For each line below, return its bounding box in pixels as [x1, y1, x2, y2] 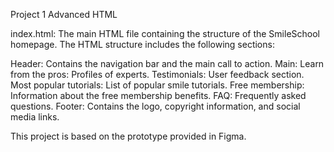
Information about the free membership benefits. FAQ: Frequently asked [10, 90, 307, 101]
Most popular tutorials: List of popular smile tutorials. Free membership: [10, 79, 305, 91]
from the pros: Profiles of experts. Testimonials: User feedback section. [10, 69, 305, 80]
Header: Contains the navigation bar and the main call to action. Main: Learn [10, 58, 325, 69]
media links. [10, 111, 60, 123]
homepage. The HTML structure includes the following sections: [10, 39, 275, 50]
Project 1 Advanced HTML [10, 9, 118, 20]
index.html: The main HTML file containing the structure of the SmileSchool [10, 28, 320, 39]
